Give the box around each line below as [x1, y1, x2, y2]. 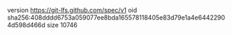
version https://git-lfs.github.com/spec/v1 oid [7, 6, 138, 14]
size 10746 [46, 21, 78, 29]
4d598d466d [7, 21, 45, 29]
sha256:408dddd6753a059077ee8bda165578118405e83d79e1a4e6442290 [7, 13, 226, 22]
